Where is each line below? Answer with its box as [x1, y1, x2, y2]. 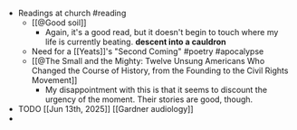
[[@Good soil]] [31, 17, 87, 28]
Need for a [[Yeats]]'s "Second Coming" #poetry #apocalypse [31, 46, 264, 57]
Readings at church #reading [17, 8, 127, 18]
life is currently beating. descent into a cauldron [44, 36, 226, 47]
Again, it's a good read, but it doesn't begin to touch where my [44, 27, 279, 37]
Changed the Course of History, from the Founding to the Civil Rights [31, 65, 289, 76]
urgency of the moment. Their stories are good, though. [44, 94, 254, 105]
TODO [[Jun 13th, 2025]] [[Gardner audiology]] [17, 104, 194, 114]
